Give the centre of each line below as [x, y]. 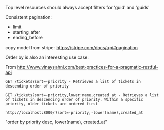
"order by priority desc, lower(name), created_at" [56, 122]
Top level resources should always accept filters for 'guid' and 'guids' [77, 7]
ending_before [28, 38]
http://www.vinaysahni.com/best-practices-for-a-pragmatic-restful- [88, 67]
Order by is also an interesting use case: [47, 57]
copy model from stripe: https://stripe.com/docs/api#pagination [71, 47]
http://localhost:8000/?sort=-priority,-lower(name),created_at [74, 113]
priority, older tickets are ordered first [52, 104]
